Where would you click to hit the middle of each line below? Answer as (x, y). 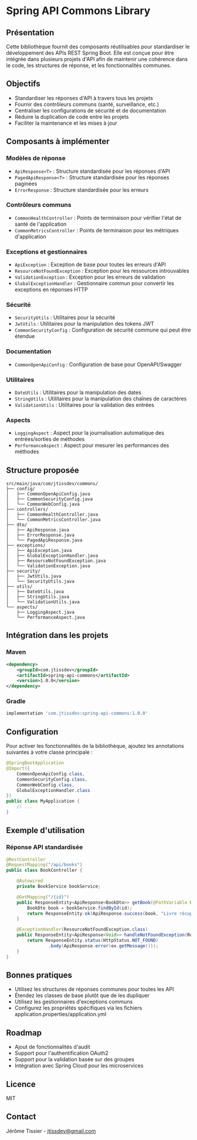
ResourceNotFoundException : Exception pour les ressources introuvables (102, 271)
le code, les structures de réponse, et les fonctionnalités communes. (89, 65)
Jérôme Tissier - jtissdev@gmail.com (51, 1131)
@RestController (26, 860)
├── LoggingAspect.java (46, 613)
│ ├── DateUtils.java (35, 592)
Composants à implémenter (58, 141)
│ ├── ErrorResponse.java (40, 535)
